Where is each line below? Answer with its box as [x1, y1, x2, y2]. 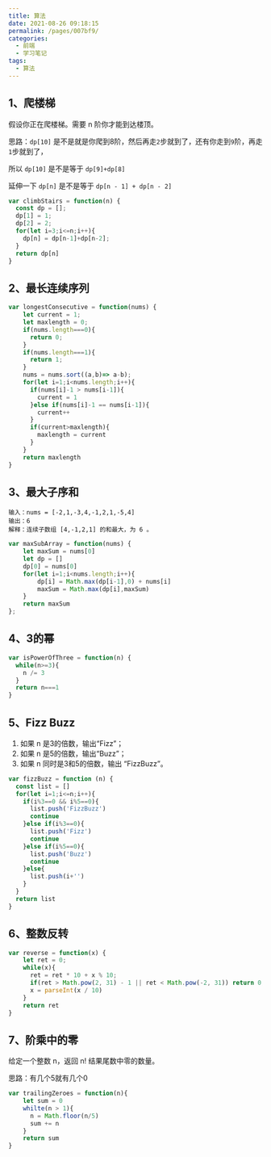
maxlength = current [37, 431, 106, 439]
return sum [23, 1134, 60, 1142]
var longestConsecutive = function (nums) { [8, 304, 157, 312]
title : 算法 [8, 11, 46, 20]
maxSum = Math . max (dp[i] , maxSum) [37, 585, 150, 593]
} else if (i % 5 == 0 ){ [23, 842, 85, 850]
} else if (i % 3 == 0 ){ [23, 820, 85, 828]
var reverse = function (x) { [8, 949, 106, 957]
